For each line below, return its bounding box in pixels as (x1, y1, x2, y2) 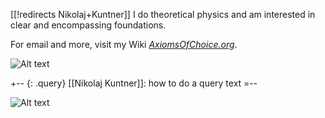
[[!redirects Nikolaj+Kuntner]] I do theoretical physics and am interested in (10, 9, 316, 20)
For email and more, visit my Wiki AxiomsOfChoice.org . (10, 39, 238, 50)
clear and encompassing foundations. (10, 19, 167, 31)
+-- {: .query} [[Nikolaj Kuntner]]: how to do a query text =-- (10, 77, 258, 89)
